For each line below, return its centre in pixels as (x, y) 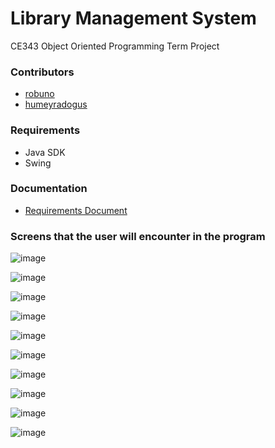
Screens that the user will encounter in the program (138, 236)
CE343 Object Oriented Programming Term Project (115, 46)
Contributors (42, 72)
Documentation (49, 189)
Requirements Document (76, 210)
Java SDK (45, 152)
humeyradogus (56, 104)
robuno (39, 94)
